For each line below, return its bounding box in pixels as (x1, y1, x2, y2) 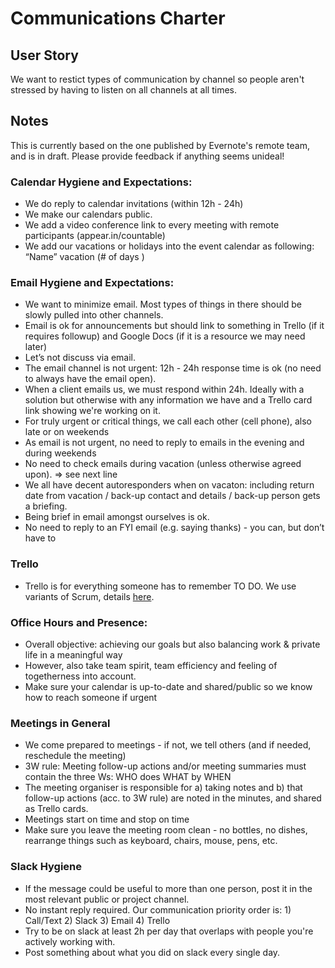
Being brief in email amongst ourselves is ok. (24, 511, 210, 523)
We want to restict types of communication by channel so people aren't (10, 73, 305, 85)
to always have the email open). (24, 373, 157, 385)
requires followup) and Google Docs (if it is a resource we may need (24, 330, 306, 342)
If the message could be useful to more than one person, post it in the (24, 882, 313, 894)
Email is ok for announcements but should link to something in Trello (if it (24, 320, 325, 332)
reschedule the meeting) (24, 750, 127, 762)
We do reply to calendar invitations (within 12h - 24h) (24, 198, 244, 210)
